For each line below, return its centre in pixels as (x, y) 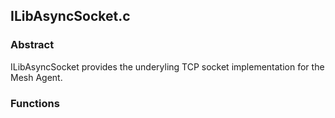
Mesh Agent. (36, 77)
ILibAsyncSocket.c (70, 16)
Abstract (32, 45)
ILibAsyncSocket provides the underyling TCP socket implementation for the (167, 66)
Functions (35, 103)
